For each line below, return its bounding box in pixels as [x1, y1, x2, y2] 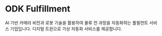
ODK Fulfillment [5, 3, 71, 14]
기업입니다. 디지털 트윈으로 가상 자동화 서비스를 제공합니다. [10, 25, 122, 32]
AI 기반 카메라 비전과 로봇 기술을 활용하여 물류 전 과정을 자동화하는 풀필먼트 [5, 20, 148, 25]
